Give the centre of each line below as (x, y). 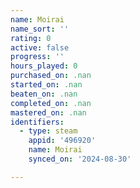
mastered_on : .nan (48, 112)
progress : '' (37, 57)
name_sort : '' (40, 29)
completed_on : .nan (51, 103)
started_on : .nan (46, 85)
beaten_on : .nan (44, 94)
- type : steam (48, 131)
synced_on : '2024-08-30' (80, 159)
